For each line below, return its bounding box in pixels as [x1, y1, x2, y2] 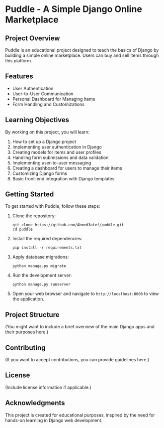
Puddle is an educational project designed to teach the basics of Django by [5, 47, 159, 53]
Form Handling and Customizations [12, 101, 84, 107]
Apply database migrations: [12, 254, 69, 260]
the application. [12, 296, 45, 302]
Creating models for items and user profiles [12, 149, 102, 155]
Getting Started [5, 190, 54, 199]
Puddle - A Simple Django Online [5, 3, 143, 15]
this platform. [5, 58, 32, 63]
